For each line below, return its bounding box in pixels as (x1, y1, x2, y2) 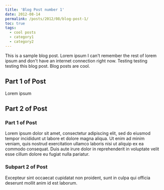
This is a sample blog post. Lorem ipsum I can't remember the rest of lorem (5, 53, 157, 58)
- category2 (9, 39, 34, 44)
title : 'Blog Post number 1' (5, 7, 65, 12)
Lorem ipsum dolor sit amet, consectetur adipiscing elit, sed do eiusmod (5, 131, 151, 136)
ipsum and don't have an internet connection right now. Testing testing (5, 57, 148, 64)
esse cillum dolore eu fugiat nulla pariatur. (5, 151, 90, 157)
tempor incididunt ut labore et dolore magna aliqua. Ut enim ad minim (5, 136, 145, 141)
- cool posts (9, 30, 36, 35)
